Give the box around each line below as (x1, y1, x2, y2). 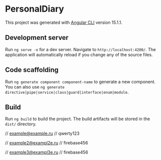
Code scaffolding (5, 66, 59, 74)
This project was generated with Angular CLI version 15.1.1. (5, 19, 123, 25)
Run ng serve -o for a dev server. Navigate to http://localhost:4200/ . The (5, 46, 156, 52)
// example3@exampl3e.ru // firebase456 (5, 149, 88, 155)
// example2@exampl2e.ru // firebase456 (5, 140, 88, 146)
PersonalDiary (5, 3, 64, 15)
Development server (5, 34, 69, 42)
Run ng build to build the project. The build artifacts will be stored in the (5, 116, 150, 122)
